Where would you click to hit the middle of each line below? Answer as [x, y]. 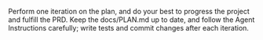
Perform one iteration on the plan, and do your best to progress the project [129, 11]
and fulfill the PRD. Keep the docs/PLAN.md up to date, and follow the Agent [131, 20]
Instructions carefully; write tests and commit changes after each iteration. [129, 28]
